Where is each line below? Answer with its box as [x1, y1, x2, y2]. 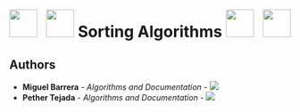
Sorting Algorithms [77, 22, 223, 42]
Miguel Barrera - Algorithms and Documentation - [21, 82, 208, 92]
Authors [9, 57, 56, 72]
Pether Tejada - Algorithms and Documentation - [21, 92, 204, 102]
